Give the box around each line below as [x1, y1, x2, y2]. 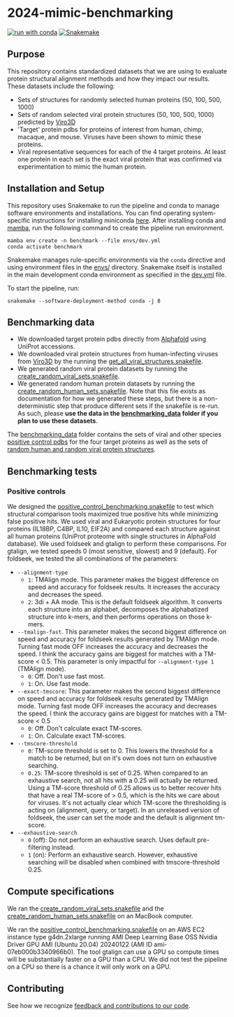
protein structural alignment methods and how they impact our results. [7, 74, 210, 83]
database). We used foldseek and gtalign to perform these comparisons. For [7, 540, 227, 548]
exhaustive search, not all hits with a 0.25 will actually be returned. [27, 776, 220, 785]
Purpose [7, 48, 45, 60]
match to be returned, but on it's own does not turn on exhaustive [27, 754, 217, 762]
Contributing [7, 983, 64, 995]
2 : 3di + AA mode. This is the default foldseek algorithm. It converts [27, 598, 222, 606]
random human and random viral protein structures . [7, 445, 156, 454]
